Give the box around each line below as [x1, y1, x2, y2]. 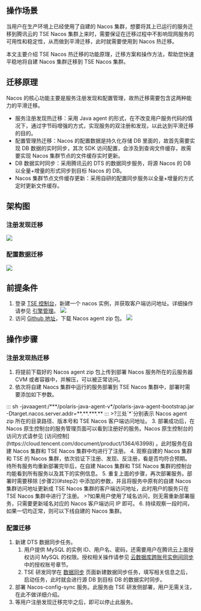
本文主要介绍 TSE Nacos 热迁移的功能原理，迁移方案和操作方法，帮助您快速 [6, 50, 194, 58]
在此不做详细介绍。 [14, 591, 63, 598]
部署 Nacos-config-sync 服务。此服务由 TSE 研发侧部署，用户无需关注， [14, 583, 195, 591]
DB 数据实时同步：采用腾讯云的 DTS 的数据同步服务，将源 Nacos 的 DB [14, 159, 191, 167]
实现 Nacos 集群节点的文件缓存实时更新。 [20, 152, 124, 159]
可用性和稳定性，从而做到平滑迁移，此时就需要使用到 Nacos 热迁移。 [6, 38, 178, 45]
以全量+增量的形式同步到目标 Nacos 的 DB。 [14, 167, 125, 174]
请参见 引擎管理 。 [14, 308, 59, 315]
